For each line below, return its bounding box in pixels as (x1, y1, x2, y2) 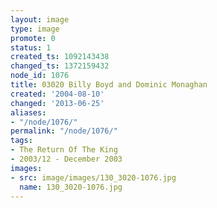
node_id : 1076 (10, 71, 70, 81)
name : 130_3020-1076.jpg (19, 182, 123, 192)
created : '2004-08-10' (10, 89, 105, 99)
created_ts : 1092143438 (10, 52, 110, 62)
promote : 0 (10, 33, 56, 43)
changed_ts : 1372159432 (10, 61, 110, 71)
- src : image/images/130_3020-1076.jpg (10, 172, 177, 183)
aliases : (10, 107, 47, 118)
